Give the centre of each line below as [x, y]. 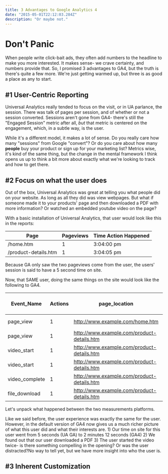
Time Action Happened [121, 235]
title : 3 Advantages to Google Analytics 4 [51, 10]
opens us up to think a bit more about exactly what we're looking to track [80, 159]
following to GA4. [23, 285]
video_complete [26, 379]
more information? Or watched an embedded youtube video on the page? [81, 208]
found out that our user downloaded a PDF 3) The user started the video [80, 440]
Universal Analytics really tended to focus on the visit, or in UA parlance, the [84, 107]
